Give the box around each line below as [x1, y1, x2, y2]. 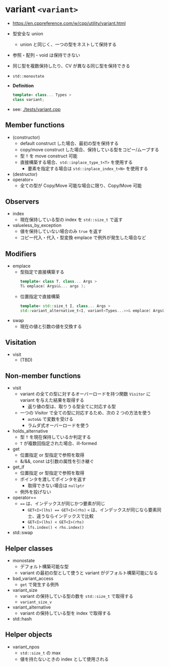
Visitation [5, 338, 37, 347]
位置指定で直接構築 [20, 293, 60, 299]
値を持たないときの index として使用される [20, 656, 109, 662]
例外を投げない [20, 489, 51, 495]
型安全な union [12, 30, 44, 36]
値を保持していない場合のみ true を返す [20, 228, 102, 234]
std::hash [12, 616, 32, 622]
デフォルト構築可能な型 [20, 564, 69, 570]
